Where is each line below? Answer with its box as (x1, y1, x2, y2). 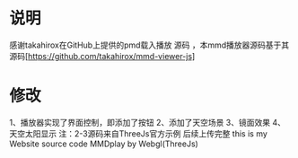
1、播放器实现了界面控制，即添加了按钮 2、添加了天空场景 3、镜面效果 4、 (9, 117, 285, 127)
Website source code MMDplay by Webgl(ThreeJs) (9, 138, 199, 149)
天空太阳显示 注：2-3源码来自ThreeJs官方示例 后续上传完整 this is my (9, 127, 267, 139)
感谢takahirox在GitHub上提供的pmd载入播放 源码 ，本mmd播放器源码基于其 (9, 39, 290, 50)
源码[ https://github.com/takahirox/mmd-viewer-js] (9, 50, 196, 61)
